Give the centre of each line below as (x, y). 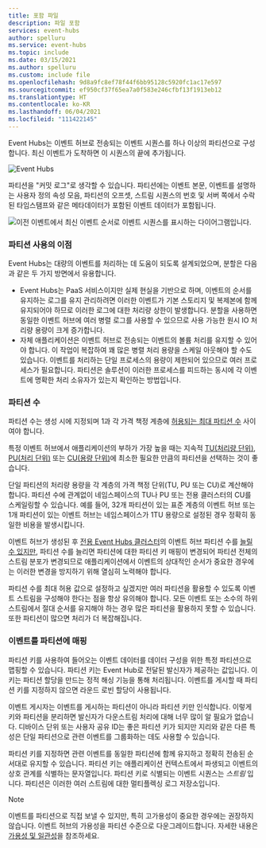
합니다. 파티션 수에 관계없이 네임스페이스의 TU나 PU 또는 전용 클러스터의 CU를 (130, 495)
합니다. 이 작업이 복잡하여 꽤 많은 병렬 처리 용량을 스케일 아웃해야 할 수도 (140, 350)
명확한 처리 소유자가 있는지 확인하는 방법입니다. (108, 380)
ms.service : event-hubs (48, 45)
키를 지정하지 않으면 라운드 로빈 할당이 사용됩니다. (94, 690)
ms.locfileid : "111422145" (53, 119)
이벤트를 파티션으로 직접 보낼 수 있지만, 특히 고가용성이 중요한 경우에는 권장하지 (131, 815)
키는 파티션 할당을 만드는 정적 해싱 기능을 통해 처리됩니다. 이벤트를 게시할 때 (126, 680)
